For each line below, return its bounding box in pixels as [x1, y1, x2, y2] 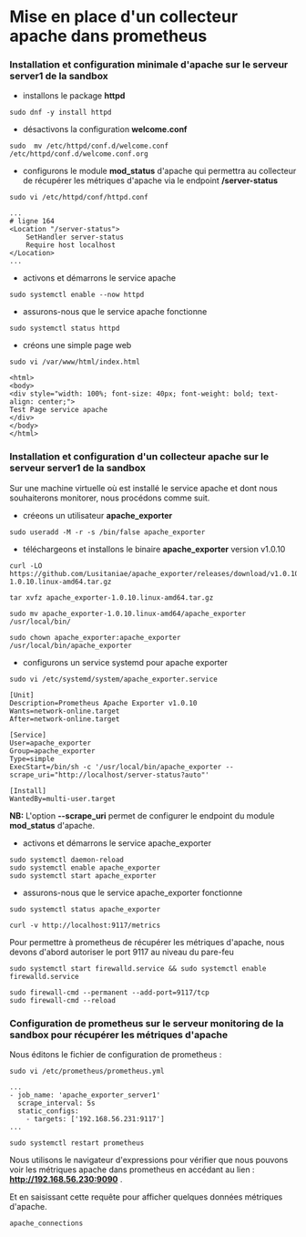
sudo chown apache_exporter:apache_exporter [9, 633, 181, 642]
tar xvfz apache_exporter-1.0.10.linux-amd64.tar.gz [9, 593, 214, 603]
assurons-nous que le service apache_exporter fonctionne [22, 887, 243, 898]
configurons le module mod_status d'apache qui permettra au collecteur [22, 166, 297, 177]
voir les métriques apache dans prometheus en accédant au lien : [9, 1164, 255, 1175]
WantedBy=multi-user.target [9, 794, 117, 803]
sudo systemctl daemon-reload [9, 855, 125, 864]
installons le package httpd [22, 90, 126, 101]
